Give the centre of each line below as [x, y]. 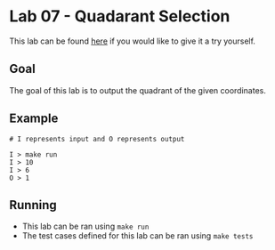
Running [33, 205]
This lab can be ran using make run [85, 226]
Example [34, 119]
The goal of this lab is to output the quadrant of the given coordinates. [138, 90]
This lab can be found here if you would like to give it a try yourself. [133, 41]
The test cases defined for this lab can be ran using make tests [137, 236]
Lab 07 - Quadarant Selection [120, 16]
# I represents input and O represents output [97, 139]
